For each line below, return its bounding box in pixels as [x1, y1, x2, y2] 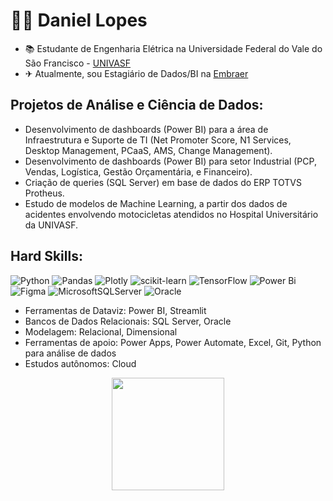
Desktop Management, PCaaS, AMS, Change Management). [24, 144, 273, 156]
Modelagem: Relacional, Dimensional [24, 325, 178, 338]
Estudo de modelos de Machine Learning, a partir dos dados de [24, 197, 288, 209]
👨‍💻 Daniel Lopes [10, 9, 148, 32]
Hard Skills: [10, 248, 83, 265]
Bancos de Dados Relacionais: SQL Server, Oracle [24, 315, 232, 327]
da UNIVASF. [24, 219, 79, 231]
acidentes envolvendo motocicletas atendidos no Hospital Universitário [24, 208, 319, 220]
